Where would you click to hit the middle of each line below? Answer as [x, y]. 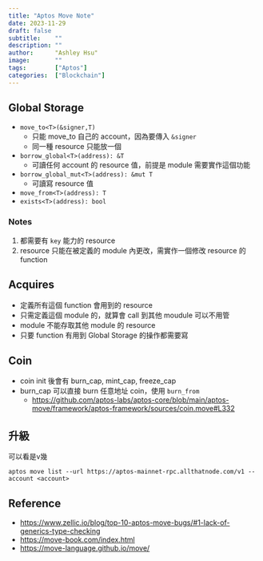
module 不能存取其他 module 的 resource [88, 325]
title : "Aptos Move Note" [51, 16]
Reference [35, 503]
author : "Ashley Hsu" [53, 53]
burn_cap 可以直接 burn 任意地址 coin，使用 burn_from [110, 391]
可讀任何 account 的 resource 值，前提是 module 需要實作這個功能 [141, 165]
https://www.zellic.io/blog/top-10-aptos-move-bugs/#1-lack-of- [125, 523]
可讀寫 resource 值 [62, 184]
